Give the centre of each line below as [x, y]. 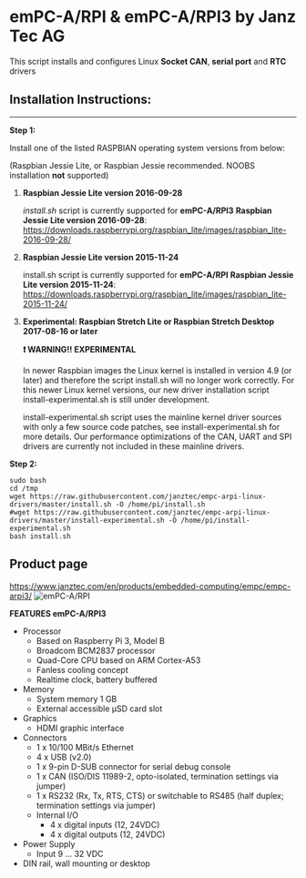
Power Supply [49, 843]
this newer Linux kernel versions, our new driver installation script [146, 390]
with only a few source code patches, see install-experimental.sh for [151, 426]
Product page [49, 564]
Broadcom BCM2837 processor [96, 650]
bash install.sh [40, 536]
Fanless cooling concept [82, 669]
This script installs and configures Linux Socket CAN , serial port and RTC [148, 61]
